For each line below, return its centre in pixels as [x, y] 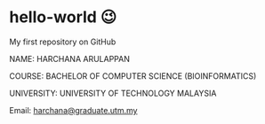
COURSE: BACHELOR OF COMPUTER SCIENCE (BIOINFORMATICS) [133, 76]
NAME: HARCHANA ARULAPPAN [70, 58]
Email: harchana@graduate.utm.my [73, 110]
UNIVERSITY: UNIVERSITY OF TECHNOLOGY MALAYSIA [113, 93]
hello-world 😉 [63, 17]
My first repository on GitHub [63, 42]
